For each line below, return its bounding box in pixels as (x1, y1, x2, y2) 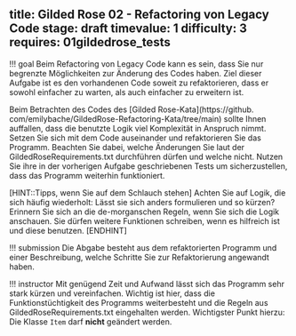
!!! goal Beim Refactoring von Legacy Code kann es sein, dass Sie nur (9, 58, 264, 69)
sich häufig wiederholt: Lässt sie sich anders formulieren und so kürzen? (9, 196, 276, 207)
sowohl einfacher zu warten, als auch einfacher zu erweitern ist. (9, 86, 244, 97)
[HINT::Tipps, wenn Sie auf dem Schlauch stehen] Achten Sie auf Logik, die (9, 187, 286, 198)
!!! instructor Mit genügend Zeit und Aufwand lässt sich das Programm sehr (9, 278, 284, 289)
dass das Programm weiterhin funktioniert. (9, 170, 165, 180)
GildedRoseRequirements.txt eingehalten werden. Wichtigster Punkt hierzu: (9, 307, 285, 317)
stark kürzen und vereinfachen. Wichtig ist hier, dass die (9, 288, 216, 299)
